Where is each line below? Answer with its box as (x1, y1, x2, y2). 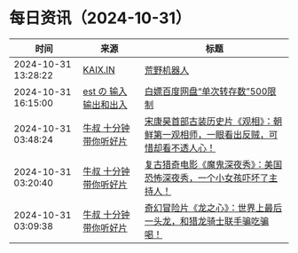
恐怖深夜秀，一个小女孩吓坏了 (145, 171, 270, 184)
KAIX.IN (82, 63, 115, 75)
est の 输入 (82, 85, 128, 98)
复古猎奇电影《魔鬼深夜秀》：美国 (145, 158, 283, 170)
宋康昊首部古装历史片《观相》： (145, 115, 274, 127)
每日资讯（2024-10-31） (9, 8, 192, 28)
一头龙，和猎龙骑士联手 (145, 215, 243, 227)
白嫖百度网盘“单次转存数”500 (145, 85, 268, 98)
